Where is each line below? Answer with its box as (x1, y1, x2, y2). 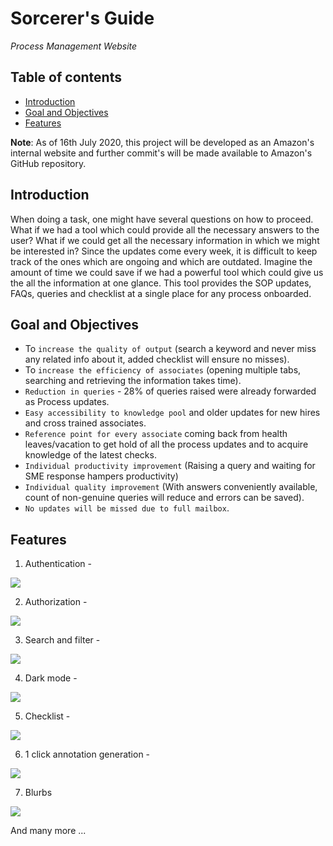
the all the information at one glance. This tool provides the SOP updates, (10, 277, 312, 289)
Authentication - (24, 558, 93, 570)
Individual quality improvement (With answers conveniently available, (24, 481, 318, 493)
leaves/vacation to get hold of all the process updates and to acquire (24, 438, 309, 451)
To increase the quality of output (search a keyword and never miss (24, 343, 317, 355)
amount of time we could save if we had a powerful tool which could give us (10, 266, 324, 278)
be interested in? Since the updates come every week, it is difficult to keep (10, 245, 318, 257)
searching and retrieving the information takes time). (24, 375, 242, 387)
